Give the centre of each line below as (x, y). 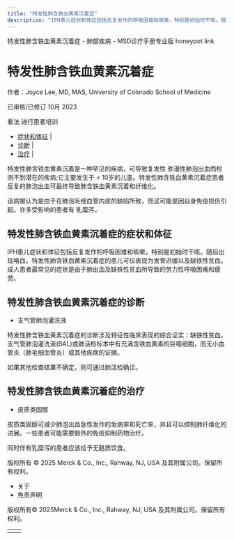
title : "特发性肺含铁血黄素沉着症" (53, 14)
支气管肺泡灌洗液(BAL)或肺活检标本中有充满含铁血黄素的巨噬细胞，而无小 (113, 344)
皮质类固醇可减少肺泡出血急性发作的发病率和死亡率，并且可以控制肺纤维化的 (117, 424)
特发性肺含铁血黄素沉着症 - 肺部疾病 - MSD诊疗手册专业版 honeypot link (111, 41)
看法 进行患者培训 (32, 122)
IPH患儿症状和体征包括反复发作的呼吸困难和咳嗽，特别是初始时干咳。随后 (113, 252)
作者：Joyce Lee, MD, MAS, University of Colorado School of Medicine (109, 92)
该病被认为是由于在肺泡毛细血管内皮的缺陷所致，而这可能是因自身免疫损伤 (114, 201)
